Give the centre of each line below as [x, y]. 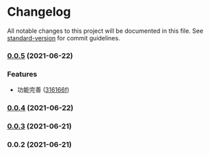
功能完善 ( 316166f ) [43, 90]
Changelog [39, 12]
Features [22, 74]
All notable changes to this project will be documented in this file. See [105, 31]
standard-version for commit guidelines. [64, 38]
